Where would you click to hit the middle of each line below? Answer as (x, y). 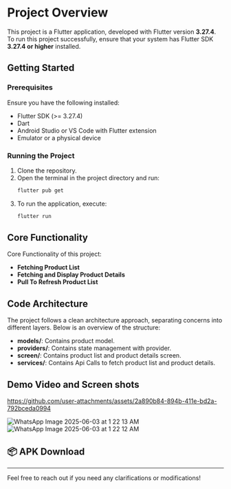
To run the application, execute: (62, 204)
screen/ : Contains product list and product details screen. (99, 356)
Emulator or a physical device (59, 138)
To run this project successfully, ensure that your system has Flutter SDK (110, 39)
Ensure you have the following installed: (64, 102)
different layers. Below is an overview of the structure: (84, 327)
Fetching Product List (48, 268)
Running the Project (41, 155)
